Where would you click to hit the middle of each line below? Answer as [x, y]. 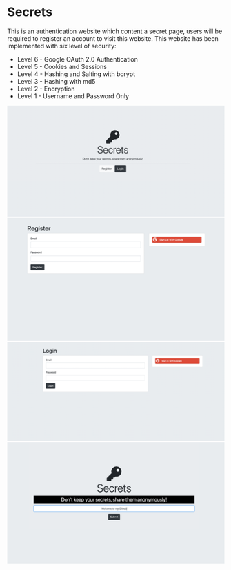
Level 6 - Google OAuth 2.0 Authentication [77, 59]
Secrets [30, 12]
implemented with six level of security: [62, 46]
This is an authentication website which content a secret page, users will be [115, 31]
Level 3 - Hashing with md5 [56, 81]
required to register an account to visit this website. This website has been [113, 38]
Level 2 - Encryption [46, 89]
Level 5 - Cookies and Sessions [62, 66]
